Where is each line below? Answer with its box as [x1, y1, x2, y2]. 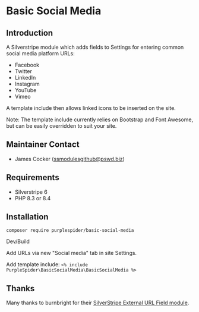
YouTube [14, 87, 37, 93]
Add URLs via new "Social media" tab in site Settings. [6, 250, 137, 257]
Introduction [6, 28, 53, 38]
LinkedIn [14, 74, 36, 81]
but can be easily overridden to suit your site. [6, 122, 117, 129]
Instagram [14, 80, 40, 87]
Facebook [14, 61, 40, 68]
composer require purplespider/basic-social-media [6, 228, 134, 234]
